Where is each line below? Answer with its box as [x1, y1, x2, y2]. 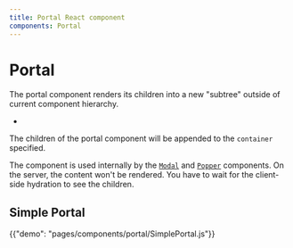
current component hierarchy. [9, 99, 118, 110]
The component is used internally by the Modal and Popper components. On [9, 160, 285, 170]
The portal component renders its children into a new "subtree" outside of [9, 89, 281, 100]
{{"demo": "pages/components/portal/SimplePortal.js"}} [9, 228, 216, 239]
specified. [9, 143, 46, 153]
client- [255, 169, 280, 180]
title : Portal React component [9, 12, 126, 22]
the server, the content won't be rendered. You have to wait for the [9, 169, 254, 180]
